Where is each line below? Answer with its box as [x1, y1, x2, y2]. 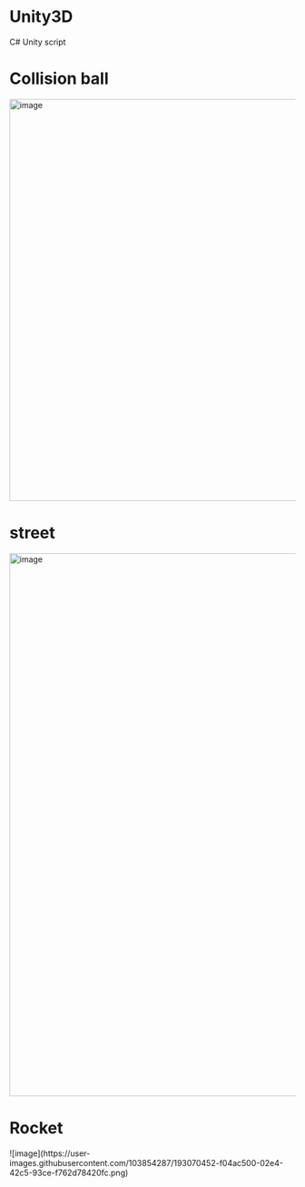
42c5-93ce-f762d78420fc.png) [9, 1167, 129, 1178]
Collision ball [9, 68, 109, 89]
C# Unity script [9, 36, 66, 47]
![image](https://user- [9, 1148, 91, 1159]
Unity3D [9, 6, 74, 27]
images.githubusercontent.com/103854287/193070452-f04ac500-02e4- [9, 1157, 284, 1168]
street [9, 523, 56, 543]
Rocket [9, 1118, 64, 1138]
